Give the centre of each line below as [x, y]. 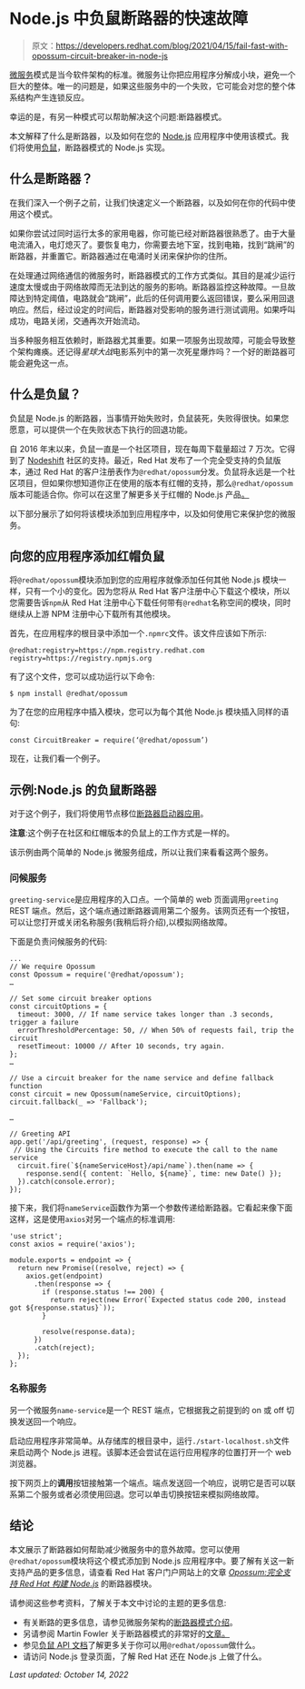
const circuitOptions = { [58, 1006]
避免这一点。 [49, 363]
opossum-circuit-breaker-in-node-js [99, 56]
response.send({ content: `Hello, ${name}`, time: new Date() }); [154, 1174]
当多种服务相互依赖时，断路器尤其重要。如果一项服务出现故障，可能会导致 [148, 340]
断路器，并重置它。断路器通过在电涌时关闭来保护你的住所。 [121, 256]
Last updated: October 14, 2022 [69, 1674]
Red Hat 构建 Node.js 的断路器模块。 [88, 1583]
